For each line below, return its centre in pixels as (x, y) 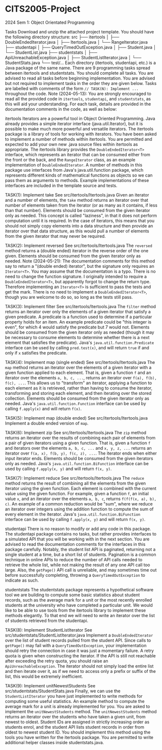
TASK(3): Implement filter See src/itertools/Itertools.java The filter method (81, 306)
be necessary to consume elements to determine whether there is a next (77, 337)
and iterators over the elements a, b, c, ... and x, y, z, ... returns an (79, 448)
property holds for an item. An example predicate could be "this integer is (78, 322)
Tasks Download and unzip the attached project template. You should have (80, 32)
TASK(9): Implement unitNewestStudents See (50, 685)
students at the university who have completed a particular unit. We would (79, 605)
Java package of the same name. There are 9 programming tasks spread (78, 68)
